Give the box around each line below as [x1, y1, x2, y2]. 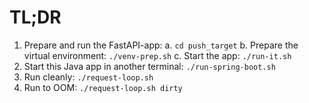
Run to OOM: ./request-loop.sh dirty [23, 81, 183, 93]
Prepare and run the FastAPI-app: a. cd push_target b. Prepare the [23, 39, 299, 51]
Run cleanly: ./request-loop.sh [23, 71, 154, 83]
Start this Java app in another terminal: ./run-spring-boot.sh [23, 60, 276, 72]
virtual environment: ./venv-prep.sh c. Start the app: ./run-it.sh [23, 49, 292, 61]
